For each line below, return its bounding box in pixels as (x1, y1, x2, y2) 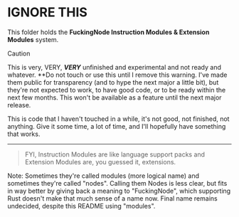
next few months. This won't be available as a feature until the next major (7, 93, 222, 102)
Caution (7, 49, 31, 58)
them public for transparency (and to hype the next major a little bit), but (7, 78, 219, 86)
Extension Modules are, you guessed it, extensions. (24, 157, 176, 166)
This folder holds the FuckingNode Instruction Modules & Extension (7, 28, 210, 36)
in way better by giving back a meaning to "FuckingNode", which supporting (7, 186, 231, 195)
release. (7, 100, 31, 109)
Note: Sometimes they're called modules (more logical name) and (7, 171, 199, 180)
